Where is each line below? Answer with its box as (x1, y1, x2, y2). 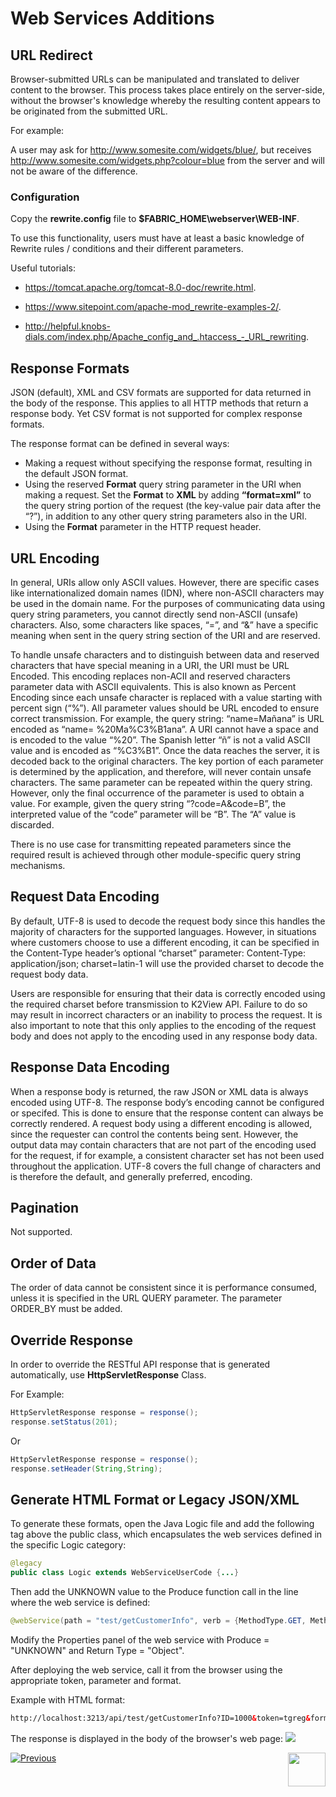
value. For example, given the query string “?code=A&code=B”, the (10, 797, 287, 809)
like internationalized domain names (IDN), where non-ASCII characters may (10, 587, 325, 599)
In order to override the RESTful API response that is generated (10, 1358, 271, 1370)
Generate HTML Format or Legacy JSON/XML (10, 1491, 300, 1508)
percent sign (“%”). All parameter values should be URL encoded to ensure (10, 702, 320, 714)
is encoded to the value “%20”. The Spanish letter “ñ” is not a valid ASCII (10, 733, 311, 746)
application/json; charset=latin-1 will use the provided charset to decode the (10, 957, 325, 969)
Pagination (10, 1199, 80, 1216)
